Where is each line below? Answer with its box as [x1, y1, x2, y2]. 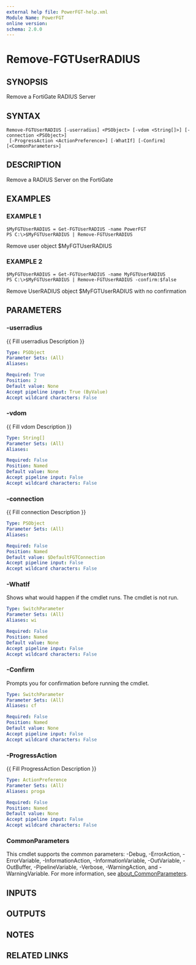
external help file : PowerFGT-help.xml [6, 9, 108, 15]
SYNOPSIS [6, 77, 48, 87]
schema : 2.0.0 [6, 26, 43, 32]
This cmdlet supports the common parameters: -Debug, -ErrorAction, [6, 850, 182, 858]
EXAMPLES [6, 194, 51, 204]
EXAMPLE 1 [6, 212, 42, 221]
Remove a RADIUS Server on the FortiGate [6, 176, 113, 183]
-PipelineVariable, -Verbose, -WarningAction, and [33, 863, 158, 871]
